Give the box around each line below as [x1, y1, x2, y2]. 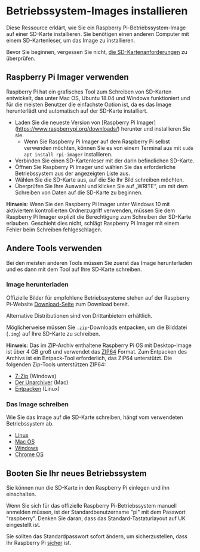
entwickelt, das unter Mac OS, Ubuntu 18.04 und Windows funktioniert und [6, 94, 190, 101]
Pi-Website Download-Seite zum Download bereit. [6, 300, 130, 307]
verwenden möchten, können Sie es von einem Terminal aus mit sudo [23, 144, 194, 151]
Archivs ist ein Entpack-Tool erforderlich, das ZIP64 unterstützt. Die [6, 354, 173, 361]
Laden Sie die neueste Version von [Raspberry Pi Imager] [14, 119, 156, 126]
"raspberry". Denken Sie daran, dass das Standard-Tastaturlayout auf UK [6, 514, 186, 522]
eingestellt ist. [6, 521, 41, 528]
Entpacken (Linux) [14, 385, 60, 392]
